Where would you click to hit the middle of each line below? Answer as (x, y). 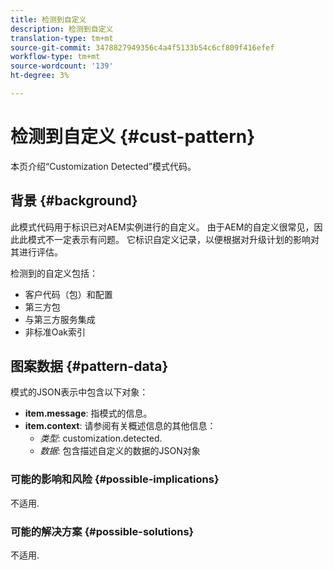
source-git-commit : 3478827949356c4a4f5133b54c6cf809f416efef (142, 47)
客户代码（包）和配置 (68, 294)
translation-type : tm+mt (62, 38)
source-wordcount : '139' (62, 66)
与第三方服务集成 (60, 319)
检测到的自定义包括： (54, 273)
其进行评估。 (36, 252)
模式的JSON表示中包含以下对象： (79, 392)
